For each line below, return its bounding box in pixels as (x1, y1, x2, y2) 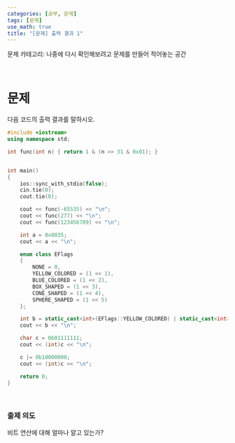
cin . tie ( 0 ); (20, 186, 55, 193)
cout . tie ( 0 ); (20, 193, 58, 200)
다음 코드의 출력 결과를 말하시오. (7, 115, 96, 123)
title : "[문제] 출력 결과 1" (7, 29, 84, 37)
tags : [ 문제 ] (7, 17, 43, 24)
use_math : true (7, 23, 52, 30)
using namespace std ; (7, 136, 71, 143)
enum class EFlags (20, 250, 73, 258)
